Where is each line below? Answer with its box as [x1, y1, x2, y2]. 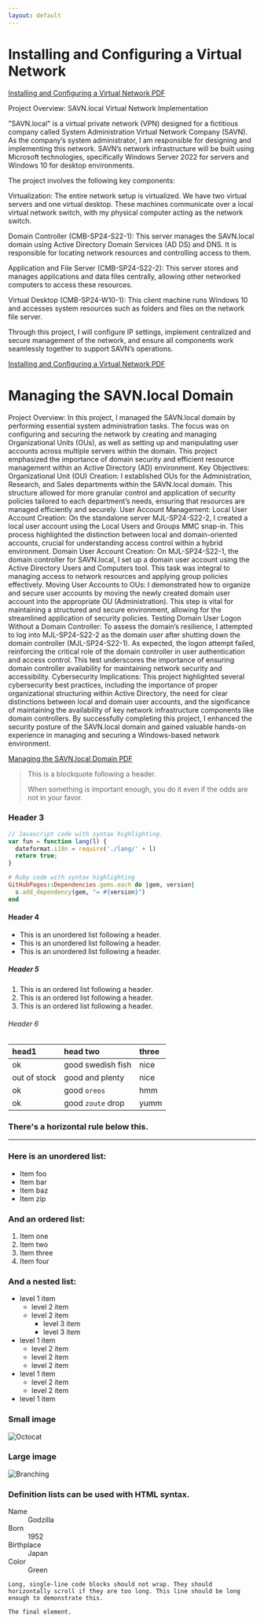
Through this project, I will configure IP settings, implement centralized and [8, 327, 251, 337]
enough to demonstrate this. [8, 1594, 104, 1602]
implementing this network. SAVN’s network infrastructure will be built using [8, 143, 255, 153]
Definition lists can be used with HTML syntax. [8, 1488, 190, 1499]
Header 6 [8, 1019, 39, 1029]
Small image [8, 1414, 57, 1425]
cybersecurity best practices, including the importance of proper [8, 680, 218, 689]
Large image [8, 1451, 57, 1462]
